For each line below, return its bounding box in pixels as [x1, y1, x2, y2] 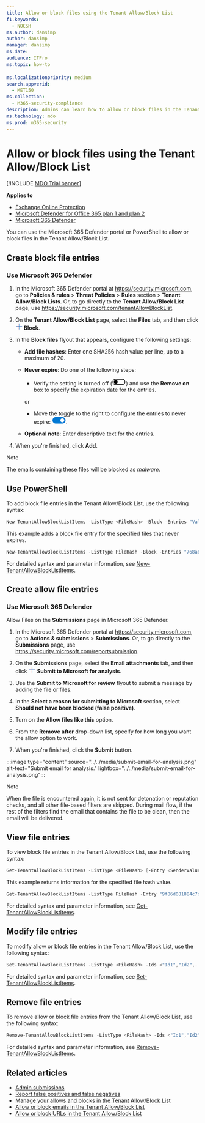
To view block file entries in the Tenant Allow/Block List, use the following [6, 848, 191, 856]
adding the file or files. [15, 686, 72, 694]
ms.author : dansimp [6, 29, 56, 35]
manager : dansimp [6, 42, 51, 48]
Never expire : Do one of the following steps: [24, 366, 136, 374]
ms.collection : [6, 94, 45, 100]
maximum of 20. [24, 355, 66, 362]
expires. [6, 536, 27, 544]
